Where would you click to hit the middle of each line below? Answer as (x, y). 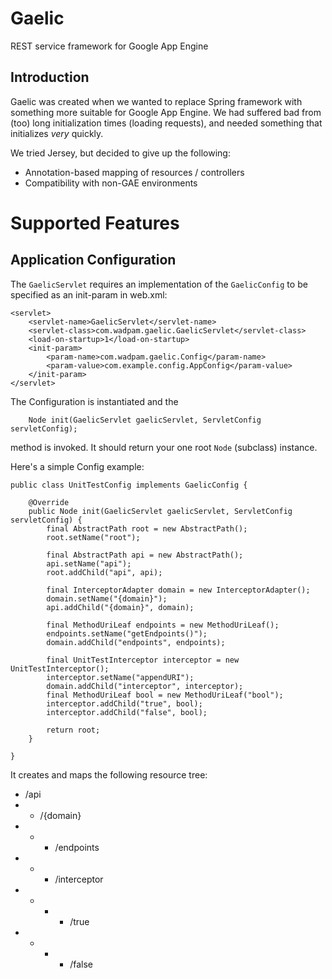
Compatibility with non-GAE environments (111, 183)
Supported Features (95, 223)
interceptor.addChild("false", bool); (127, 712)
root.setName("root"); (93, 537)
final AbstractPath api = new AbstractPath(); (145, 555)
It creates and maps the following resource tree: (109, 774)
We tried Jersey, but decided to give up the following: (120, 153)
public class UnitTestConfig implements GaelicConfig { (129, 485)
